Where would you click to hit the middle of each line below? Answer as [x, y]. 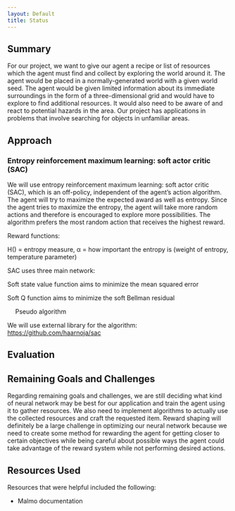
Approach [30, 141]
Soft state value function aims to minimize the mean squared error [103, 284]
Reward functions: [34, 236]
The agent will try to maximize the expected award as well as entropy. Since [117, 199]
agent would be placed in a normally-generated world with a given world [113, 81]
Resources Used [44, 470]
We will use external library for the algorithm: [72, 325]
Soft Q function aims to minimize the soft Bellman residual [91, 298]
